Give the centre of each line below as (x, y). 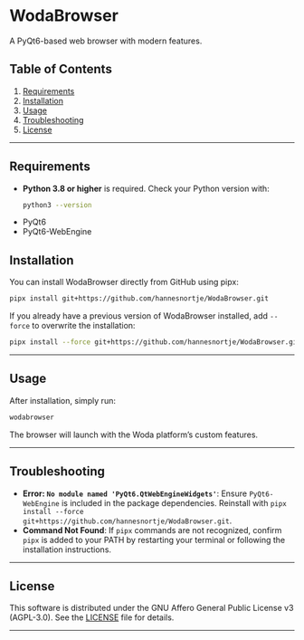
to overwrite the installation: (83, 326)
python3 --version (57, 205)
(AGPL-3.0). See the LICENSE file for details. (92, 617)
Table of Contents (61, 69)
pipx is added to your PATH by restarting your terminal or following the (154, 540)
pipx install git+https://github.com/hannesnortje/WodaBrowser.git (139, 299)
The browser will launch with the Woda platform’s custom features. (134, 435)
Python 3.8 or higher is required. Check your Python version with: (146, 188)
